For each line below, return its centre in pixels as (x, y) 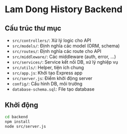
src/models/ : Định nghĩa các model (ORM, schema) (66, 46)
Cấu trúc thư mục (33, 28)
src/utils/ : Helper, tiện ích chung (48, 68)
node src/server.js (26, 126)
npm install (17, 122)
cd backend (16, 117)
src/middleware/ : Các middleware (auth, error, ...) (64, 57)
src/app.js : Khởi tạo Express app (47, 73)
